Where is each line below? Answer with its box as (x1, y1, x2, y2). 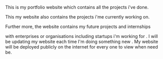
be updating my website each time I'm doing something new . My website (5, 38, 158, 44)
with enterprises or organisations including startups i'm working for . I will (5, 33, 158, 39)
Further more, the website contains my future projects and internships (5, 23, 151, 29)
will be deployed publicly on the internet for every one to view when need (5, 44, 158, 49)
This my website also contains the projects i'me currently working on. (5, 14, 150, 19)
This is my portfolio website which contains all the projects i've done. (5, 4, 149, 10)
